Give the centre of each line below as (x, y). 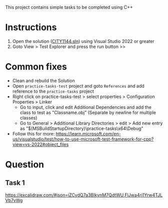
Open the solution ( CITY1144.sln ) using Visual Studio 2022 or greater (83, 41)
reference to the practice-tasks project (53, 91)
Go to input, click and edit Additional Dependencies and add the (85, 107)
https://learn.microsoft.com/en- (88, 133)
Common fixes (36, 67)
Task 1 (15, 183)
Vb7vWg (14, 200)
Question (24, 165)
